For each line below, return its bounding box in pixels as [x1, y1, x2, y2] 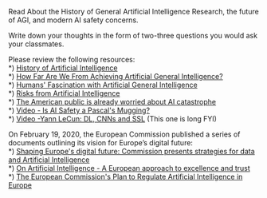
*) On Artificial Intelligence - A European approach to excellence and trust [8, 164, 251, 172]
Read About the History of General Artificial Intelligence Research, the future [8, 7, 259, 16]
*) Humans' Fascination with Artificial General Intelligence [8, 80, 198, 89]
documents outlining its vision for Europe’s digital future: [8, 138, 194, 147]
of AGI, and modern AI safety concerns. [8, 15, 139, 25]
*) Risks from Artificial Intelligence [8, 89, 120, 98]
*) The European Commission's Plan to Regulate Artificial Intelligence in [8, 172, 243, 181]
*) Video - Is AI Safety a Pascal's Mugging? [8, 105, 150, 115]
